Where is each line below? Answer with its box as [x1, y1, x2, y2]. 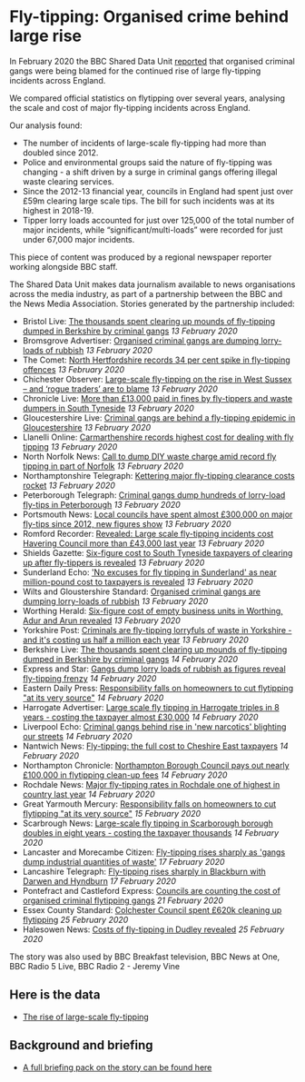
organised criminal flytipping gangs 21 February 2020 [22, 895, 224, 906]
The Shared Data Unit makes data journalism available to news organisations [9, 279, 296, 290]
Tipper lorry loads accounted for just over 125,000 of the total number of [22, 214, 295, 225]
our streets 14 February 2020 [22, 730, 133, 741]
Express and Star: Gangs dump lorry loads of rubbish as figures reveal [22, 663, 286, 674]
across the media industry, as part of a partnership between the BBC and [9, 288, 283, 299]
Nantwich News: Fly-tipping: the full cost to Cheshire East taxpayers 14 [22, 740, 289, 751]
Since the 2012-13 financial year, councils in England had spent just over [22, 185, 293, 196]
